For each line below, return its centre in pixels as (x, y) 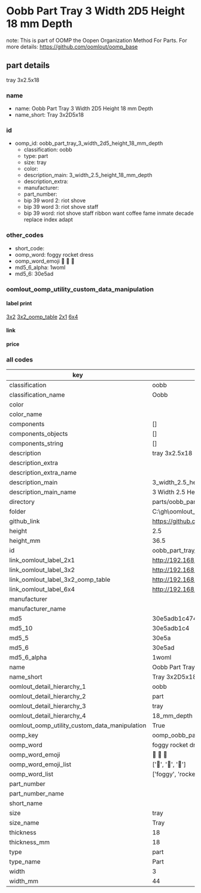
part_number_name (36, 794)
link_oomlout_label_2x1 (42, 560)
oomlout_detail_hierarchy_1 (48, 687)
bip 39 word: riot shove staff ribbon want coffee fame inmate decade (109, 213)
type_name (25, 862)
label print (19, 303)
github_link (25, 521)
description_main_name (43, 492)
